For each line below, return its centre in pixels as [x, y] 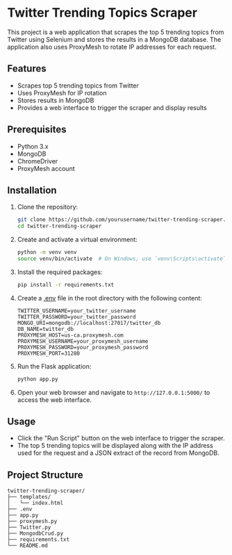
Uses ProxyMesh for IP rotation [62, 92]
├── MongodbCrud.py [35, 533]
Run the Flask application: [54, 366]
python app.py [38, 379]
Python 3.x [33, 146]
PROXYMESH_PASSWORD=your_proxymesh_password [83, 347]
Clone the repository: [48, 207]
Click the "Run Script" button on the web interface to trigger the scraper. [121, 438]
